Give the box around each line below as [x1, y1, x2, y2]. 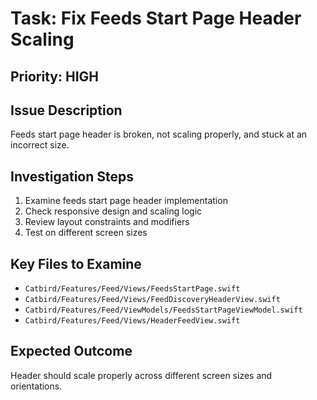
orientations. [10, 380, 63, 392]
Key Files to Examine [10, 255, 142, 272]
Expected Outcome [10, 343, 133, 360]
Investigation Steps [10, 168, 134, 185]
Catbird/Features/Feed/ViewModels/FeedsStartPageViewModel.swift [24, 305, 303, 316]
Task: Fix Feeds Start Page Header [10, 7, 302, 30]
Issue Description [10, 102, 123, 119]
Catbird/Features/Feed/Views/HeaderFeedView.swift [24, 316, 241, 326]
